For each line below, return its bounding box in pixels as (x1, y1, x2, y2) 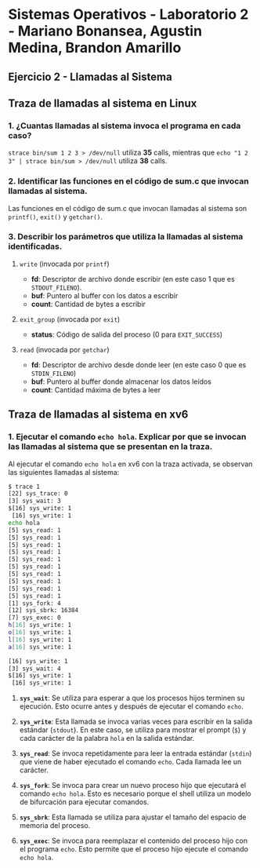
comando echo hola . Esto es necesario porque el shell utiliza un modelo (19, 789, 252, 798)
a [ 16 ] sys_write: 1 (8, 643, 72, 651)
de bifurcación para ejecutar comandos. (19, 797, 150, 807)
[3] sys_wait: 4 (8, 665, 61, 673)
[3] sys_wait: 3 (8, 497, 61, 505)
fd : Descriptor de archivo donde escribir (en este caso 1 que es (31, 274, 235, 283)
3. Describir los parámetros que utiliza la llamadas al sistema (8, 232, 244, 243)
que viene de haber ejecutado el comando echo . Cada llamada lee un (19, 757, 242, 767)
